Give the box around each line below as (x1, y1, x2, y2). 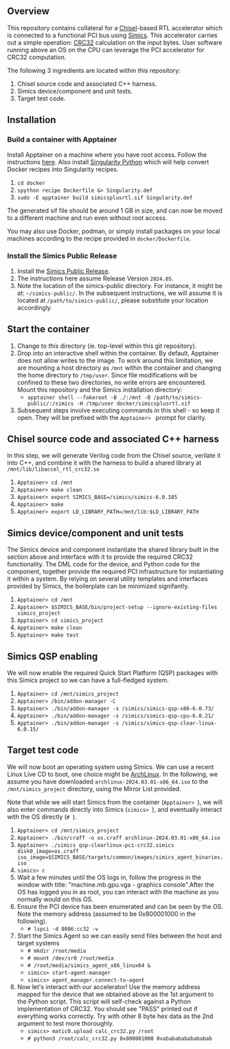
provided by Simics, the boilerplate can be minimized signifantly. (7, 582, 189, 590)
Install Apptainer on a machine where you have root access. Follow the (7, 151, 207, 159)
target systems (16, 938, 60, 947)
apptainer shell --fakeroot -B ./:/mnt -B (27, 394, 151, 401)
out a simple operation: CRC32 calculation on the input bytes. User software (7, 38, 222, 47)
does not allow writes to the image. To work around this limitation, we (16, 356, 214, 364)
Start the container (7, 323, 90, 335)
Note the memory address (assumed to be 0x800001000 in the (16, 909, 196, 918)
